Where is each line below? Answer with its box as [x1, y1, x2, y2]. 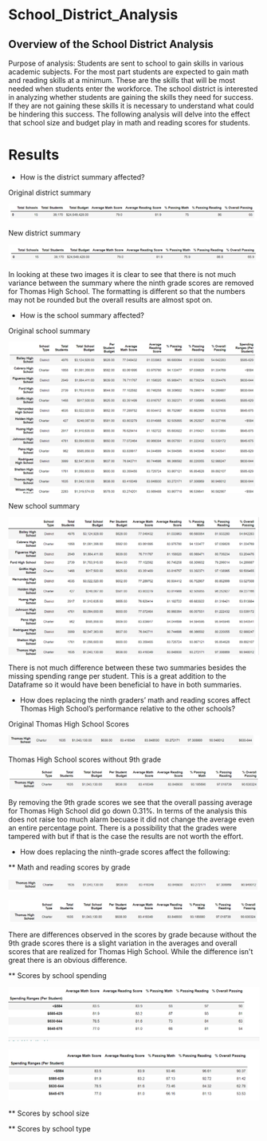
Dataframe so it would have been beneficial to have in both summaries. [8, 679, 241, 689]
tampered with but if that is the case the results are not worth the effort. [8, 832, 244, 842]
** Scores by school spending [8, 971, 107, 981]
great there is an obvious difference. [8, 956, 128, 965]
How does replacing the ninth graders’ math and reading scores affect [19, 695, 251, 704]
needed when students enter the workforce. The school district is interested [8, 84, 258, 93]
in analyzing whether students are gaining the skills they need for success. [8, 93, 253, 101]
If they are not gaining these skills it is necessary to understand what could [8, 101, 254, 110]
